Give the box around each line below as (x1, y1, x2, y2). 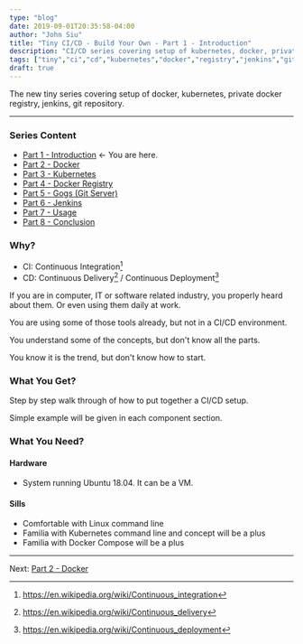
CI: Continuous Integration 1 (22, 259, 124, 272)
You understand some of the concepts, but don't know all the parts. (9, 334, 261, 345)
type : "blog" (9, 13, 59, 23)
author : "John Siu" (9, 30, 83, 39)
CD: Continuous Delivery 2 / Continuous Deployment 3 (22, 271, 219, 283)
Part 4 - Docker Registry (22, 178, 114, 190)
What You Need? (9, 435, 85, 447)
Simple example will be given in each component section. (9, 413, 223, 424)
